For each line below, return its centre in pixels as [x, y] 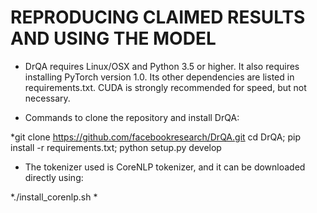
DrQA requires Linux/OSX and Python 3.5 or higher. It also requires [162, 66]
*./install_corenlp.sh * [54, 197]
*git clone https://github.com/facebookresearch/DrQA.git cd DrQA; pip [156, 137]
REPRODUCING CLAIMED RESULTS [158, 17]
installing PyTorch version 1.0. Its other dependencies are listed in [159, 77]
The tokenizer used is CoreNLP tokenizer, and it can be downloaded [165, 167]
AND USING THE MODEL [113, 38]
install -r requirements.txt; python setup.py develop [116, 147]
